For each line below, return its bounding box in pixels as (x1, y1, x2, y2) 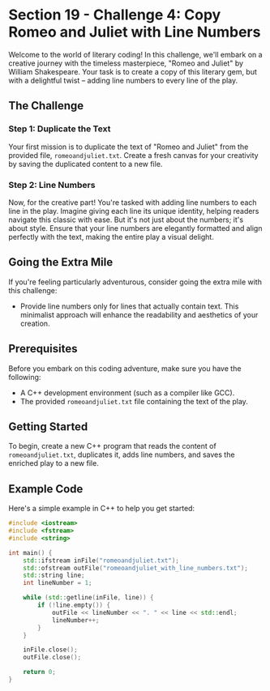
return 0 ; (23, 668, 57, 676)
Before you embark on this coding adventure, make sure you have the (8, 363, 242, 373)
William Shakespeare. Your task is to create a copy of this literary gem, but (8, 66, 258, 76)
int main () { (8, 548, 53, 557)
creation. (19, 318, 50, 328)
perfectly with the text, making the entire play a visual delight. (8, 232, 215, 241)
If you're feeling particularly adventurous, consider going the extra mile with (8, 277, 262, 287)
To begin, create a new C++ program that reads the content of (8, 441, 216, 451)
